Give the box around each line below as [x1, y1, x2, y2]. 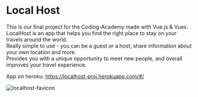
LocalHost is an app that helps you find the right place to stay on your [6, 29, 177, 36]
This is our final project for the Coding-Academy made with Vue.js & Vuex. [6, 23, 188, 30]
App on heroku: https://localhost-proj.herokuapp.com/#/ [6, 73, 144, 80]
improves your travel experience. [6, 61, 87, 68]
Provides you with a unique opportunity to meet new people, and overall [6, 55, 183, 62]
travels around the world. [6, 36, 68, 43]
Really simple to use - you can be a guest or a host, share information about [6, 42, 192, 49]
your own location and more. [6, 48, 77, 55]
